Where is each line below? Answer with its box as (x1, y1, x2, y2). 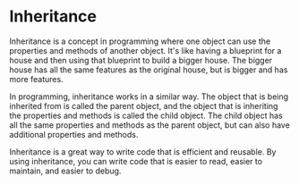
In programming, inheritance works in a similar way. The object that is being (9, 91, 289, 102)
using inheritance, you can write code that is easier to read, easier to (9, 156, 262, 166)
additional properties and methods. (9, 129, 139, 139)
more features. (9, 73, 64, 84)
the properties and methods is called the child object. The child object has (9, 110, 284, 121)
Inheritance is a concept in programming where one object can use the (9, 36, 271, 46)
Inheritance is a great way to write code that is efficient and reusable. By (9, 146, 277, 157)
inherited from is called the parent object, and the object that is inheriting (9, 100, 278, 111)
